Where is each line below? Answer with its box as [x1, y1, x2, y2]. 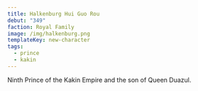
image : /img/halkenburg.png [7, 30, 91, 37]
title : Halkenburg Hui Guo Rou [7, 10, 100, 18]
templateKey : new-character [7, 37, 91, 44]
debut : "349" [7, 17, 46, 24]
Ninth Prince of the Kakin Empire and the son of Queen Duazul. [7, 75, 192, 84]
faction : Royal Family [7, 23, 75, 30]
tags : [7, 43, 23, 50]
